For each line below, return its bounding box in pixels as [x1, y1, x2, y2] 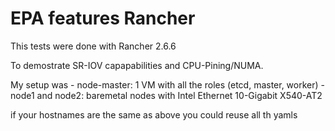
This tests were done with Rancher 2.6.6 [10, 40, 177, 52]
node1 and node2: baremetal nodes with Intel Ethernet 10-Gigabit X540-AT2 [10, 89, 323, 101]
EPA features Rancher [10, 7, 196, 30]
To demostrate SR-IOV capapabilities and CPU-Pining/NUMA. [10, 59, 264, 71]
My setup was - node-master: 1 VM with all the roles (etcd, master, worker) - [10, 78, 325, 91]
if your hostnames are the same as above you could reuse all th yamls [10, 108, 298, 121]
